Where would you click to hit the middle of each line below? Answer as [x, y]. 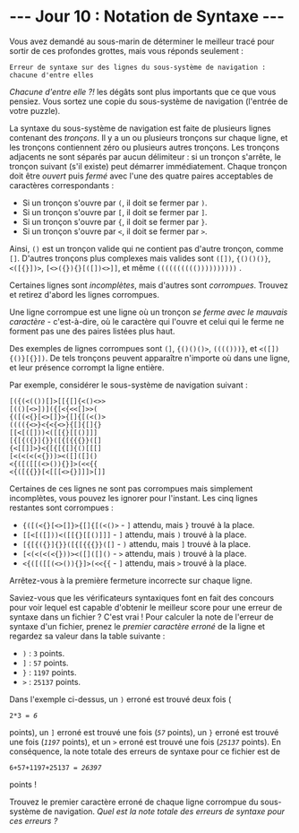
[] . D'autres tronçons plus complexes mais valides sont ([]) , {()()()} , [140, 258]
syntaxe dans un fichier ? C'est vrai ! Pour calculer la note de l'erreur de [141, 617]
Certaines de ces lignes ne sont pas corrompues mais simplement [131, 488]
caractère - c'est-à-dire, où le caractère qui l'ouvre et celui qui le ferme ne [147, 321]
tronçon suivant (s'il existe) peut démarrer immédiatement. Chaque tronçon [148, 166]
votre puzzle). [35, 110]
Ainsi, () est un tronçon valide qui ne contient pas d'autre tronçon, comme [146, 248]
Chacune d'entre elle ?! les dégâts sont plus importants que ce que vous [143, 91]
